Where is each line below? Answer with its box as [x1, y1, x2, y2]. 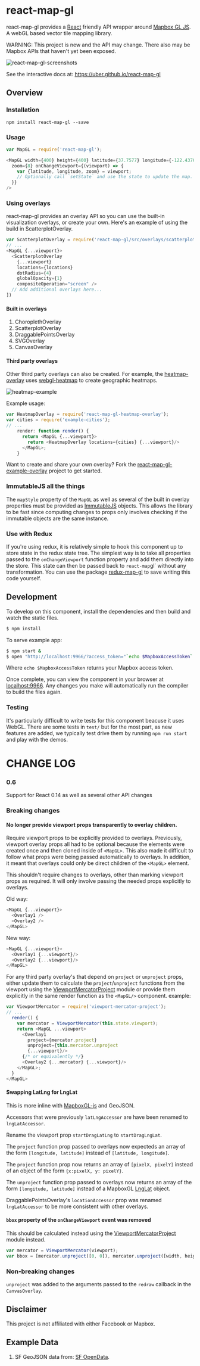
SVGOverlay [14, 337, 45, 344]
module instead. [6, 1236, 46, 1243]
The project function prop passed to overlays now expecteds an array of [6, 1143, 186, 1150]
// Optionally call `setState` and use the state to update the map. [17, 174, 193, 180]
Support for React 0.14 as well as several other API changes [6, 792, 153, 799]
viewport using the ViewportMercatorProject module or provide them [6, 986, 176, 993]
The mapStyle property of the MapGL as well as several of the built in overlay [6, 496, 190, 503]
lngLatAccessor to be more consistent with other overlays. [6, 1203, 149, 1210]
